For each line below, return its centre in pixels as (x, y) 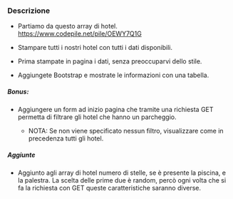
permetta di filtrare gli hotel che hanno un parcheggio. (97, 117)
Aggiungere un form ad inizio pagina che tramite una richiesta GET (115, 110)
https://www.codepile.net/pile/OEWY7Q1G (80, 34)
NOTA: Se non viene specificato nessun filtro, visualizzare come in (126, 131)
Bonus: (18, 91)
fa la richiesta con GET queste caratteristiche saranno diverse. (109, 188)
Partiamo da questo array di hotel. (67, 26)
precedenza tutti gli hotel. (66, 138)
